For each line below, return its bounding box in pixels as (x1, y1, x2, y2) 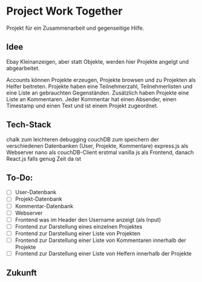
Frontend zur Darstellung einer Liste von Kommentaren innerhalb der (15, 237, 186, 244)
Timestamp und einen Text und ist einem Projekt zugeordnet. (6, 102, 158, 109)
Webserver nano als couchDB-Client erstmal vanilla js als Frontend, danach (6, 149, 194, 156)
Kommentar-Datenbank (15, 202, 74, 210)
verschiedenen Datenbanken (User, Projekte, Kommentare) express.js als (6, 142, 189, 149)
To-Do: (6, 172, 33, 183)
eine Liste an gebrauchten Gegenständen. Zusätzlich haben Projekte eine (6, 89, 189, 96)
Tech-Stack (6, 119, 51, 130)
